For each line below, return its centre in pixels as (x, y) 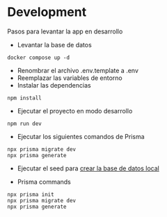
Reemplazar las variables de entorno (70, 78)
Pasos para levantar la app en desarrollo (65, 31)
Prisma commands (44, 182)
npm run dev (24, 123)
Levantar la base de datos (54, 45)
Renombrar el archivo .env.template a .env (78, 70)
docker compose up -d (39, 57)
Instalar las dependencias (54, 85)
